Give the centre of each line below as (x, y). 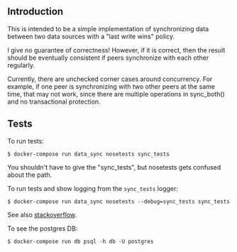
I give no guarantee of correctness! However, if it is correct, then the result (116, 50)
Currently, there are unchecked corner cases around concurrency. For (110, 79)
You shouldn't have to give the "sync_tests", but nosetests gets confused (114, 167)
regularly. (21, 65)
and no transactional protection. (54, 102)
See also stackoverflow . (42, 214)
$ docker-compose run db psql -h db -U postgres (81, 241)
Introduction (35, 12)
